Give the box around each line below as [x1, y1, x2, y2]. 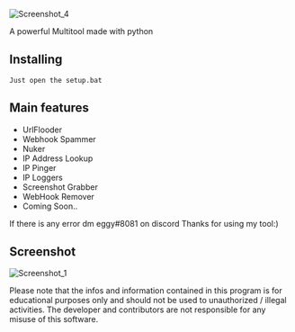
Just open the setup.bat [9, 76, 103, 85]
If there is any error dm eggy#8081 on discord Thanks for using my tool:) [9, 218, 279, 229]
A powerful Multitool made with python [9, 26, 154, 36]
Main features [9, 100, 90, 116]
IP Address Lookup [22, 153, 94, 164]
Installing [9, 52, 63, 67]
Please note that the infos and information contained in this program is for [9, 285, 282, 296]
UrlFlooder [22, 124, 63, 135]
